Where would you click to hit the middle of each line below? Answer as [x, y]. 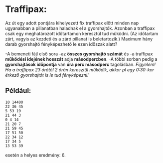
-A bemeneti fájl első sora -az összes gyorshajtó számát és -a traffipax [79, 54]
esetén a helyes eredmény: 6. [35, 155]
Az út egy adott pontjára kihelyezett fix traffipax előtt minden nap [72, 23]
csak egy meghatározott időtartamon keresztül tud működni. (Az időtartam [82, 33]
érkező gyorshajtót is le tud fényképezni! [47, 75]
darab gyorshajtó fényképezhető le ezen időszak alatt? [61, 44]
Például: [18, 91]
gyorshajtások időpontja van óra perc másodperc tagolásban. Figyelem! [81, 64]
